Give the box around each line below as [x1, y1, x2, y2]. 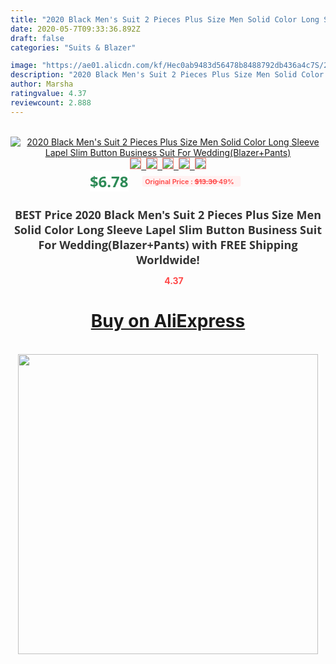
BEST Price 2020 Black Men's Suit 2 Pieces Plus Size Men [14, 206, 322, 223]
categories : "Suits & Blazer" [10, 42, 137, 53]
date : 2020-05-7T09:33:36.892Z [10, 24, 141, 34]
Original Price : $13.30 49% [144, 176, 235, 186]
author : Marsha [10, 79, 74, 90]
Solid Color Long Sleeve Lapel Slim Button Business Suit [13, 221, 323, 238]
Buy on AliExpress [90, 310, 246, 333]
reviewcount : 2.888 [10, 97, 92, 108]
